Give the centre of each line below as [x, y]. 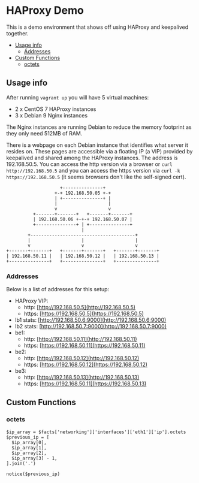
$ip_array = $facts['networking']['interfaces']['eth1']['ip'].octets [96, 432]
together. [17, 33]
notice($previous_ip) [33, 474]
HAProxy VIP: [31, 301]
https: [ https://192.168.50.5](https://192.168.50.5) [84, 314]
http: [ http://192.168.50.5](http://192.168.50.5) [80, 307]
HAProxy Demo [45, 10]
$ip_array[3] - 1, [35, 458]
